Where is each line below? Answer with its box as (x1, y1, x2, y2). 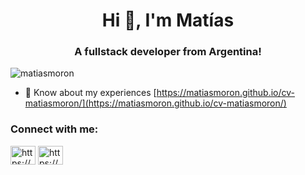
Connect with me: (10, 122, 99, 136)
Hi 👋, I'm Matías (101, 9, 235, 32)
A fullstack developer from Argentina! (74, 45, 262, 59)
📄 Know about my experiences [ (24, 87, 157, 99)
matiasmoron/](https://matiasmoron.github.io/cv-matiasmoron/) (24, 97, 287, 109)
